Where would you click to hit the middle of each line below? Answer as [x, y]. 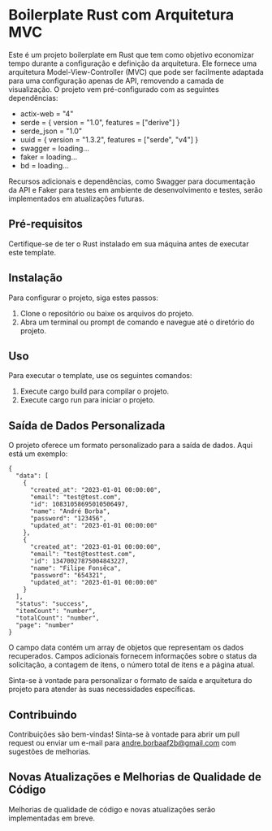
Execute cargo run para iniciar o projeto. [88, 400]
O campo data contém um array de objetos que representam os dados [126, 647]
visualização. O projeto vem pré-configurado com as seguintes [114, 89]
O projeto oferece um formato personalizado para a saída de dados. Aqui [131, 446]
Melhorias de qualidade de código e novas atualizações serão [112, 809]
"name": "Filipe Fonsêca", [76, 568]
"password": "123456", [68, 519]
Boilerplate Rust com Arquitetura [121, 15]
